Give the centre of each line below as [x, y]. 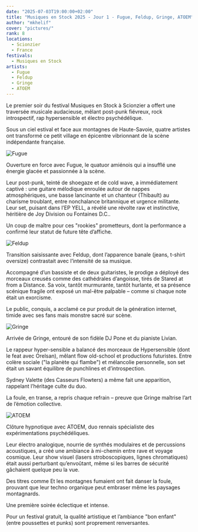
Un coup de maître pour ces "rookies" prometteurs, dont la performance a [96, 225]
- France [22, 50]
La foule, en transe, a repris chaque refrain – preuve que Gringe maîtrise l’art [99, 397]
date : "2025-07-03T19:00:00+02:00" [50, 12]
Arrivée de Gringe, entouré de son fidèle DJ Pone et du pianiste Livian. [92, 338]
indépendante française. [36, 142]
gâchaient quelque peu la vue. [43, 469]
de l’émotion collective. [34, 404]
